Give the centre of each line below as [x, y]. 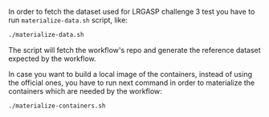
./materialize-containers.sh [57, 106]
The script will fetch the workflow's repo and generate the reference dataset [134, 50]
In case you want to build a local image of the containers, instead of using [130, 74]
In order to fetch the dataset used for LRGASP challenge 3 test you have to [132, 12]
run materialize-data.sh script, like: [68, 20]
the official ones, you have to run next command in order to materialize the [132, 83]
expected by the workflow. [52, 58]
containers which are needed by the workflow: [85, 91]
